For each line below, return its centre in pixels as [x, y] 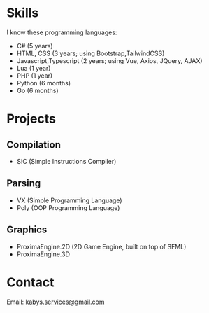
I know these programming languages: [62, 32]
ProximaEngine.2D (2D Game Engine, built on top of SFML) [101, 246]
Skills [23, 13]
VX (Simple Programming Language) [70, 200]
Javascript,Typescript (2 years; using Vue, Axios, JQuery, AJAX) [110, 60]
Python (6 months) [44, 83]
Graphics [27, 230]
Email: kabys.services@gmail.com [56, 302]
